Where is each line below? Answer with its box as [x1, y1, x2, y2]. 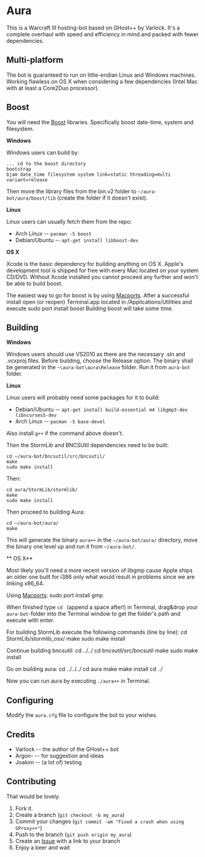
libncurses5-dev [15, 412, 57, 418]
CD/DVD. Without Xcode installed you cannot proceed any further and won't [6, 273, 198, 280]
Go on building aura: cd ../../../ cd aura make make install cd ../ [6, 665, 163, 673]
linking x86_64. [6, 580, 45, 587]
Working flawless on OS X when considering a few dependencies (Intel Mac [6, 77, 198, 85]
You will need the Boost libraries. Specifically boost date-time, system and [6, 118, 194, 126]
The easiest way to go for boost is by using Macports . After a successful [6, 291, 190, 299]
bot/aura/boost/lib [6, 195, 56, 202]
